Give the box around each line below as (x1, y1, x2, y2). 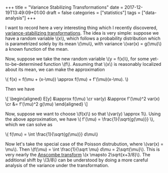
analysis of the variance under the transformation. (5, 162, 109, 168)
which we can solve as (5, 122, 53, 127)
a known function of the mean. (5, 46, 69, 52)
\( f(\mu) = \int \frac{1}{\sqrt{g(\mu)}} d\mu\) (5, 131, 98, 137)
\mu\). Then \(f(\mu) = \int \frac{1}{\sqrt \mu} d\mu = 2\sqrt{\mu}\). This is (5, 146, 160, 152)
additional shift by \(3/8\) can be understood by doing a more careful (5, 157, 148, 163)
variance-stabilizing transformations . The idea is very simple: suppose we (5, 30, 159, 36)
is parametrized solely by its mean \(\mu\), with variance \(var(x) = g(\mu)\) (5, 41, 162, 47)
